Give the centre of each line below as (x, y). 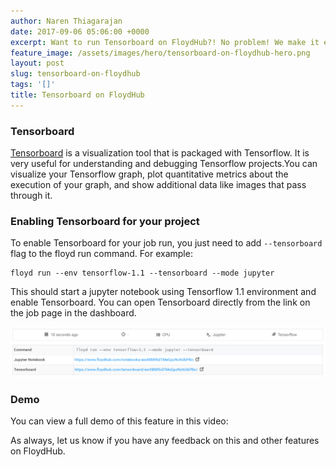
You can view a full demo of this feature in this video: (119, 421)
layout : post (37, 63)
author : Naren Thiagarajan (66, 21)
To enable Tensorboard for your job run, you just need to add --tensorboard (166, 243)
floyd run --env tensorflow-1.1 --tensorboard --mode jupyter (142, 273)
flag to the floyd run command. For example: (101, 254)
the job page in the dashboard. (73, 313)
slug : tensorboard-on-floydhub (75, 74)
